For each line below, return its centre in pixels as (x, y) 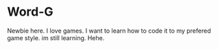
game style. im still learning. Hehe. (56, 37)
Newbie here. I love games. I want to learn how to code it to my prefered (109, 31)
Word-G (30, 12)
